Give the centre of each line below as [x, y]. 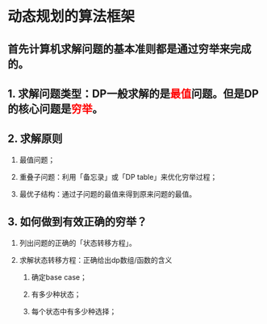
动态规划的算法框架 [71, 17]
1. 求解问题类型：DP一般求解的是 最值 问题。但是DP [133, 93]
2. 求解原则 [35, 139]
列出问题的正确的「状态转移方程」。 [77, 243]
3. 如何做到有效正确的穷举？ [77, 222]
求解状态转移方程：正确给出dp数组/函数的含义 [96, 260]
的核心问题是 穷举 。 [55, 108]
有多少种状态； [56, 294]
